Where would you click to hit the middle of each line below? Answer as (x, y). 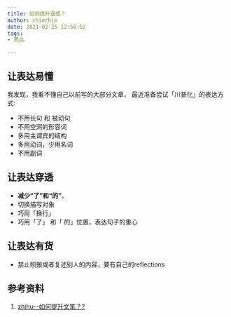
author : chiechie (33, 20)
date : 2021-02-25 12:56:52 (47, 27)
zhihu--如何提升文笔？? (51, 306)
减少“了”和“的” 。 (42, 195)
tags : (15, 33)
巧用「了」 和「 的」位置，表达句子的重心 (77, 222)
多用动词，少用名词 (45, 144)
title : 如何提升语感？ (37, 14)
